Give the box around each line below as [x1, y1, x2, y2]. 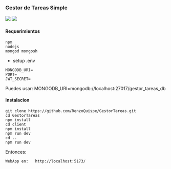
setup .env [12, 57, 35, 64]
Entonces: [5, 149, 27, 155]
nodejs [5, 44, 19, 49]
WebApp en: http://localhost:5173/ [5, 158, 86, 164]
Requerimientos [5, 28, 40, 34]
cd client [5, 122, 27, 127]
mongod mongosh [5, 48, 38, 54]
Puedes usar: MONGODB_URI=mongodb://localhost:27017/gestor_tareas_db [5, 85, 166, 91]
